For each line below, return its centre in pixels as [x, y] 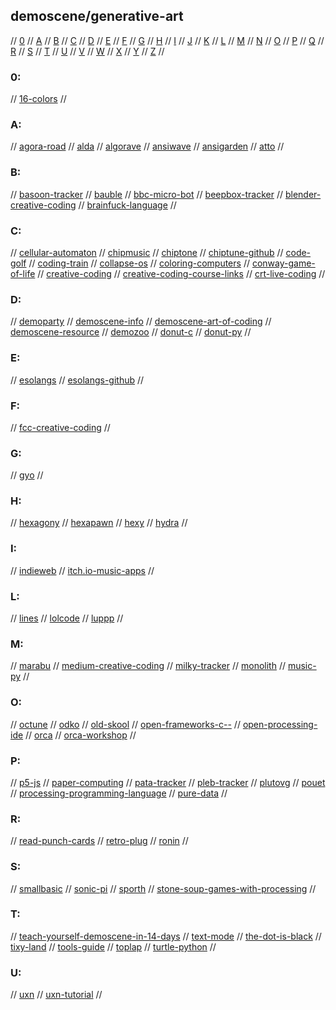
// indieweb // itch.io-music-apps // [82, 570]
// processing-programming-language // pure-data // [119, 793]
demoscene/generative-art [97, 16]
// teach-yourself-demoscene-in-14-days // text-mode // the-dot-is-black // [166, 936]
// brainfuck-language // [127, 205]
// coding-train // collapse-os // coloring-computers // [139, 263]
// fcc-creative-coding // [60, 427]
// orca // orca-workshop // [81, 735]
